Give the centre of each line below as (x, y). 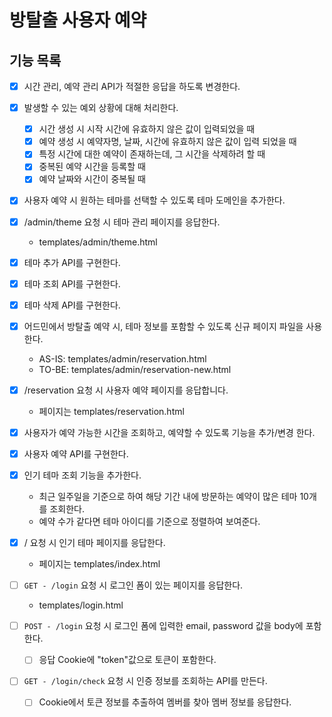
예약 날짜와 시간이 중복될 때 (92, 179)
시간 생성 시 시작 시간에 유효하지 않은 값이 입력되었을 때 (147, 129)
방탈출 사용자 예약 (78, 20)
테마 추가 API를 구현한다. (72, 262)
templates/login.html (81, 605)
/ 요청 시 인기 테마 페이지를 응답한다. (94, 543)
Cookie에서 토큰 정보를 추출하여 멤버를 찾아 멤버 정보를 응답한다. (165, 702)
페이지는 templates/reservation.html (111, 411)
